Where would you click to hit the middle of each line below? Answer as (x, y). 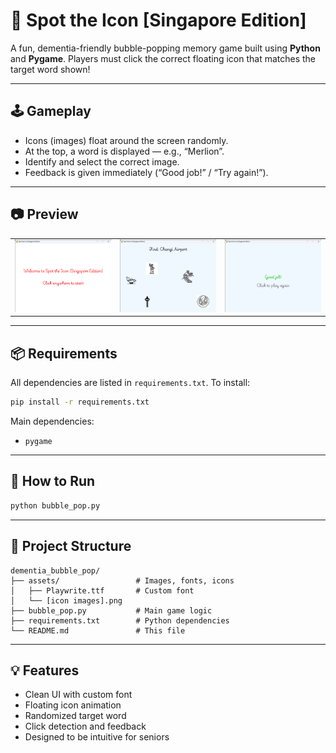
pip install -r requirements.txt (80, 402)
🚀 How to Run (53, 481)
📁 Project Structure (71, 546)
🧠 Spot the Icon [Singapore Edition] (158, 20)
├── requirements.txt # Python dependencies (120, 620)
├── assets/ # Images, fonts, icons (122, 580)
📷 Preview (44, 214)
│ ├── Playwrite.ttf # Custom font (102, 590)
